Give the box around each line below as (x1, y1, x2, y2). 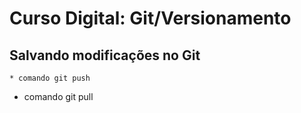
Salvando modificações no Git (9, 47, 201, 64)
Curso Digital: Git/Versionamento (9, 7, 292, 30)
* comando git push (9, 73, 91, 83)
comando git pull (23, 91, 94, 102)
